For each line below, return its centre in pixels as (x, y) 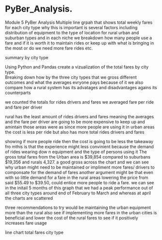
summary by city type (27, 57)
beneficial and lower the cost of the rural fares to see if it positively (72, 218)
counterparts (18, 93)
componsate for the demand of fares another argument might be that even (79, 172)
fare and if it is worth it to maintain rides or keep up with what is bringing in (80, 43)
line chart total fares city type (34, 232)
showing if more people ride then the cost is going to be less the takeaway (79, 141)
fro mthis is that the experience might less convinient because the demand (79, 146)
